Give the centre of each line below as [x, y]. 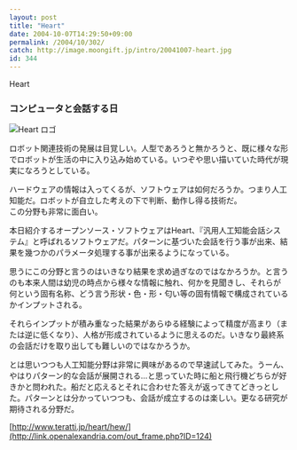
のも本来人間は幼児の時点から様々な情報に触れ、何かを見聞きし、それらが [145, 283]
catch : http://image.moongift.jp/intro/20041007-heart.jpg [121, 51]
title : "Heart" [37, 26]
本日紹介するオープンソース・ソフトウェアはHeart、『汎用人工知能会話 [137, 231]
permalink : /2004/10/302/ [57, 42]
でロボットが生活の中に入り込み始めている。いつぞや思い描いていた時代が [145, 160]
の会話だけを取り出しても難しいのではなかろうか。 [102, 346]
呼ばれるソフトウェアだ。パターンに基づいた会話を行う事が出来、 [160, 241]
